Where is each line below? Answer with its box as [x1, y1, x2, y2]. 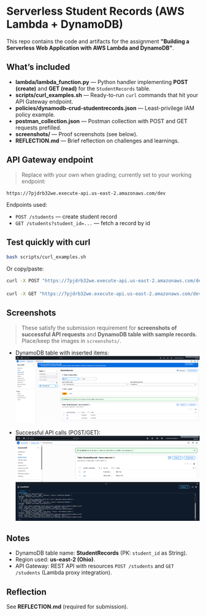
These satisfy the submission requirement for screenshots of [21, 324, 177, 331]
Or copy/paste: [6, 265, 44, 272]
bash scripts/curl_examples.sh [6, 254, 86, 260]
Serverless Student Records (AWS [6, 4, 185, 18]
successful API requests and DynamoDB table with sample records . [21, 330, 197, 338]
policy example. [15, 110, 55, 118]
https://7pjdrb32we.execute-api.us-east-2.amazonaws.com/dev [6, 190, 166, 196]
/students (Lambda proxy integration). [15, 569, 112, 576]
